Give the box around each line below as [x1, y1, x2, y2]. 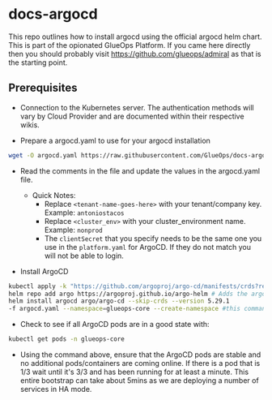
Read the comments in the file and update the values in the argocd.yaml [19, 166, 261, 175]
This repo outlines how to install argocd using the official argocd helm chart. [8, 32, 262, 41]
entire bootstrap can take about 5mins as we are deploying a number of [19, 376, 259, 385]
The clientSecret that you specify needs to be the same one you [44, 233, 262, 243]
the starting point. [8, 58, 68, 67]
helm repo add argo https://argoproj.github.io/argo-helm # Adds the [8, 290, 249, 298]
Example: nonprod [44, 225, 103, 234]
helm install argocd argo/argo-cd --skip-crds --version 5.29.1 [8, 297, 230, 305]
